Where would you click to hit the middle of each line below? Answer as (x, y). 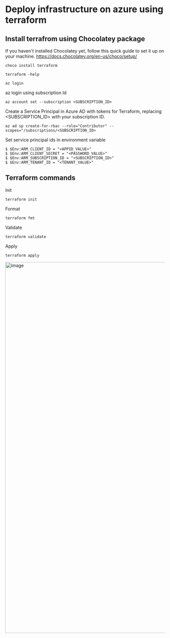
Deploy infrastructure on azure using (84, 9)
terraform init (21, 199)
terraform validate (26, 236)
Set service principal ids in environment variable (55, 140)
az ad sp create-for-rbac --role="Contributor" (56, 126)
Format (13, 209)
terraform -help (22, 74)
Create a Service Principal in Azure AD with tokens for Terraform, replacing (83, 111)
